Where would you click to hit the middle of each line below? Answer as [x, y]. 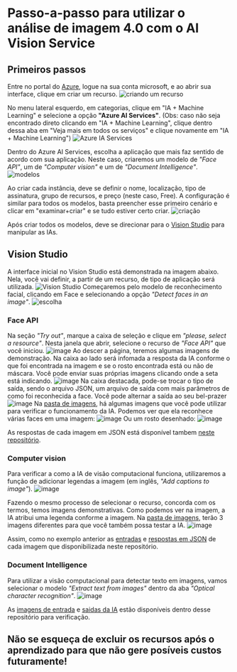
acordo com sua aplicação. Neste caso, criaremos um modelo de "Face [112, 159]
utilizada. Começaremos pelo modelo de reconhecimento [115, 286]
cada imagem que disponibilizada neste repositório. [83, 547]
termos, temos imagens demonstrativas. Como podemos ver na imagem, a [116, 510]
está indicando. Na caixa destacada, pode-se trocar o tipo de [111, 381]
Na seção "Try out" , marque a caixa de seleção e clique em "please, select [117, 336]
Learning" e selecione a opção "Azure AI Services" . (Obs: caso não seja [114, 115]
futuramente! [37, 662]
